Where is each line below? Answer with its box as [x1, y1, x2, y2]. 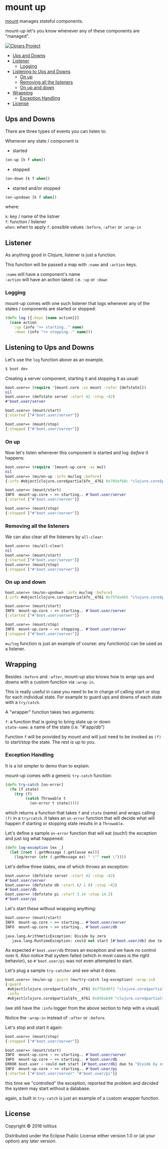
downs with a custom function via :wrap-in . [5, 679, 95, 685]
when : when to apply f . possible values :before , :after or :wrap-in [5, 224, 141, 230]
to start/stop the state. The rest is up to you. [5, 739, 96, 745]
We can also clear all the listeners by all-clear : [5, 534, 103, 540]
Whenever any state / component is [5, 138, 79, 144]
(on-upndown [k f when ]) [5, 195, 57, 200]
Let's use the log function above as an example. [5, 356, 104, 362]
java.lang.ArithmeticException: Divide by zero [5, 933, 106, 939]
